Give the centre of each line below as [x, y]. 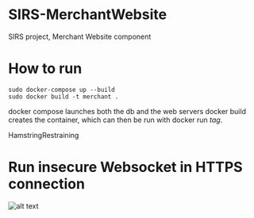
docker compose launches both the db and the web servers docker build [127, 111]
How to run [45, 69]
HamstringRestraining [44, 135]
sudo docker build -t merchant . [63, 97]
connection [47, 184]
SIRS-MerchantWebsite [88, 15]
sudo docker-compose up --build [62, 90]
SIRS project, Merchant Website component [80, 36]
